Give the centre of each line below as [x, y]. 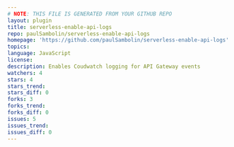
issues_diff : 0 [30, 132]
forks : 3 [20, 100]
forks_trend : [27, 106]
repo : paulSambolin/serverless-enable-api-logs [79, 34]
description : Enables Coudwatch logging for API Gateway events [104, 66]
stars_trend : [27, 86]
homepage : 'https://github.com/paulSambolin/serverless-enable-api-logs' [118, 40]
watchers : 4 [25, 73]
